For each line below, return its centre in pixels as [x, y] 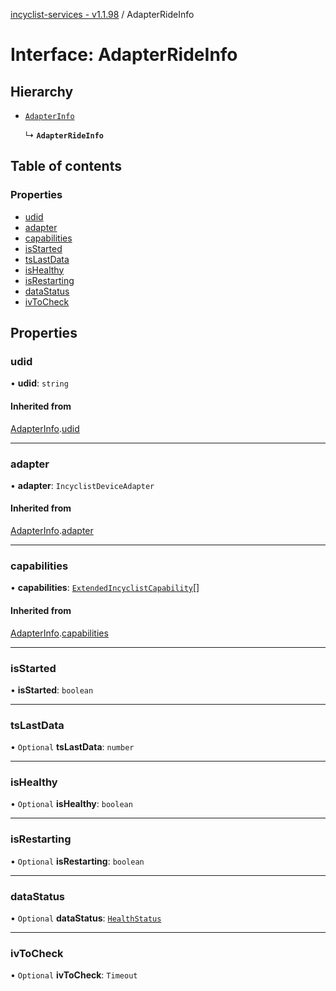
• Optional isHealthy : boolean [71, 804]
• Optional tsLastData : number [72, 747]
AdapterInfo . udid [45, 428]
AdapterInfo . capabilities [59, 633]
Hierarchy [42, 91]
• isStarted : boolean [52, 690]
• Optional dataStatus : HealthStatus [86, 918]
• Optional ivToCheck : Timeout [74, 975]
